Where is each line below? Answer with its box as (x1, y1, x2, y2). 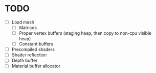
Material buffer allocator (11, 63, 61, 69)
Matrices (19, 25, 37, 30)
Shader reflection (11, 52, 47, 58)
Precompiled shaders (11, 47, 55, 52)
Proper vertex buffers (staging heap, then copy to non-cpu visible (19, 30, 152, 36)
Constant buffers (19, 41, 53, 47)
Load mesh (11, 19, 35, 25)
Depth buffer (11, 57, 38, 64)
